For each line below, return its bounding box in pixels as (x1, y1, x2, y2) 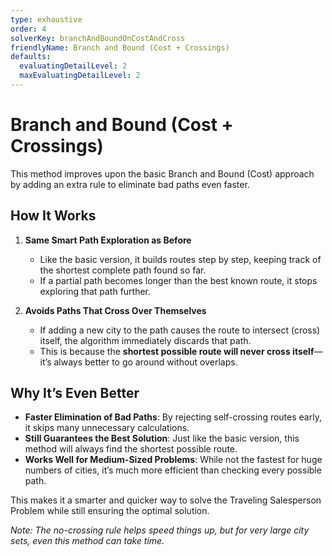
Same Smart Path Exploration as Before (24, 234, 192, 246)
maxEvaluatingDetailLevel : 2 (19, 71, 141, 81)
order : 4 (10, 24, 47, 34)
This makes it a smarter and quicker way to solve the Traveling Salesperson (10, 494, 322, 506)
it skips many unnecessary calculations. (24, 422, 190, 434)
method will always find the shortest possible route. (24, 443, 238, 455)
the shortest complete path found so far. (39, 264, 207, 276)
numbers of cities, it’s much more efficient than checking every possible (24, 464, 322, 476)
